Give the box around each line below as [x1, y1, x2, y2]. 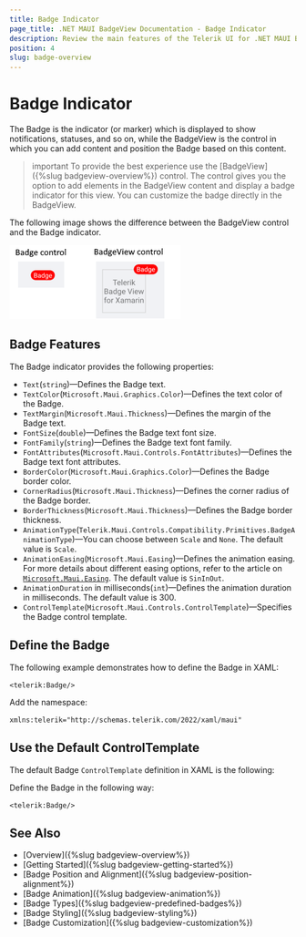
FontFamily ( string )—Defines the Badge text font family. [22, 437, 232, 448]
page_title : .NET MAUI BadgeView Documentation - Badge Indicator [9, 24, 267, 34]
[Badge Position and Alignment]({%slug [22, 869, 172, 880]
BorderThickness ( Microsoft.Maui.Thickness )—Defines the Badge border [22, 504, 293, 515]
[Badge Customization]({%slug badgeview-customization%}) [22, 917, 253, 929]
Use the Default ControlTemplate [9, 740, 200, 756]
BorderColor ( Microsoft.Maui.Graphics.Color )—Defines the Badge [22, 466, 270, 477]
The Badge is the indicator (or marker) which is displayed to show [9, 124, 257, 135]
